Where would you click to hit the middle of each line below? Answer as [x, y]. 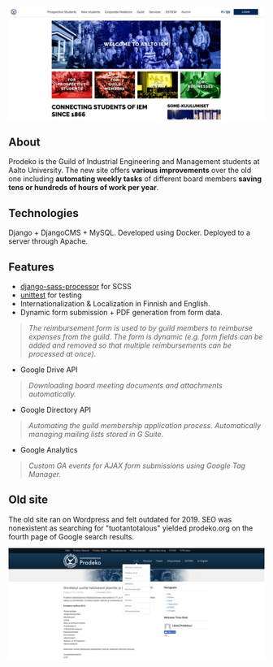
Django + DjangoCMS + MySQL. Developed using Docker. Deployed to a [129, 233]
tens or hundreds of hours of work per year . [84, 188]
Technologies [44, 213]
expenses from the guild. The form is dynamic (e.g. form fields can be [145, 336]
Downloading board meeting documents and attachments [126, 385]
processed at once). [62, 353]
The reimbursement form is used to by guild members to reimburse [141, 327]
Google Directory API [56, 409]
